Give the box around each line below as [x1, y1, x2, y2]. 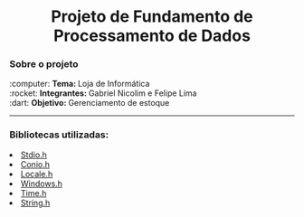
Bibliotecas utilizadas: [9, 128, 109, 141]
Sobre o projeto [9, 58, 79, 71]
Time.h [21, 187, 47, 198]
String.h [21, 197, 51, 208]
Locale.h [21, 168, 53, 179]
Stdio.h [21, 149, 48, 160]
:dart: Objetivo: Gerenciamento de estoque [9, 98, 170, 108]
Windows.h [21, 178, 63, 189]
